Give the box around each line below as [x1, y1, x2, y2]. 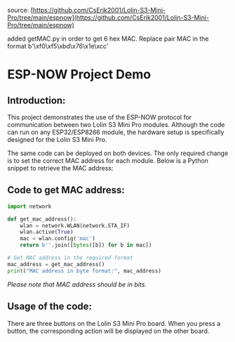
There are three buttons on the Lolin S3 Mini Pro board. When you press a [7, 319, 221, 327]
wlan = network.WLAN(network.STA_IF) [20, 222, 130, 229]
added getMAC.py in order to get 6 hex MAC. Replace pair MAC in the [7, 34, 209, 43]
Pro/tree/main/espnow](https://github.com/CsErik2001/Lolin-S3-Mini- [7, 13, 209, 22]
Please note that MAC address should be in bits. [7, 280, 147, 289]
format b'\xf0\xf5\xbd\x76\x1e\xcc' [7, 42, 109, 50]
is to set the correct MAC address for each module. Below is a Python [7, 157, 209, 164]
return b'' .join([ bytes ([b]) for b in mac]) [20, 242, 152, 249]
